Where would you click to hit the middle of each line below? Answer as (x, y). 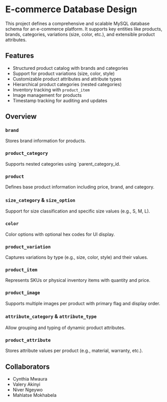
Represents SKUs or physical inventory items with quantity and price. (78, 280)
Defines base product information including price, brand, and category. (80, 187)
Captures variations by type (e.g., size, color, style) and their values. (77, 257)
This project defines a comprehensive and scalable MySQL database (78, 23)
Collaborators (27, 367)
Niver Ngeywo (28, 390)
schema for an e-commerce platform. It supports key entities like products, (84, 29)
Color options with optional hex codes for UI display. (60, 234)
